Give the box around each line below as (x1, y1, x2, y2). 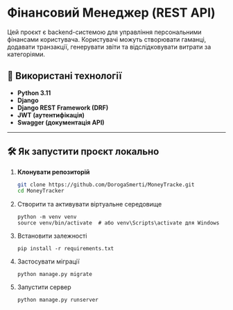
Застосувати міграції (17, 257, 80, 266)
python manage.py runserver (17, 297, 98, 304)
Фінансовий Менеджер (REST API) (7, 5, 216, 21)
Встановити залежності (17, 231, 87, 240)
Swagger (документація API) (17, 118, 105, 127)
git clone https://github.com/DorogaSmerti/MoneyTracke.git (17, 181, 195, 188)
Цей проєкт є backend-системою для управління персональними (7, 28, 202, 36)
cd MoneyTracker (17, 188, 64, 195)
